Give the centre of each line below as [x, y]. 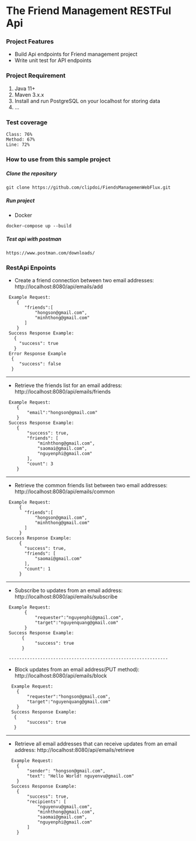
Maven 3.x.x [29, 94]
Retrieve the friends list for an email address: [68, 385]
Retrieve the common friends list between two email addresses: [91, 486]
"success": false [40, 364]
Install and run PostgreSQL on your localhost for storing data [87, 101]
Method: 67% [20, 140]
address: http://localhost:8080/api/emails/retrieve [74, 750]
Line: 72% [18, 145]
